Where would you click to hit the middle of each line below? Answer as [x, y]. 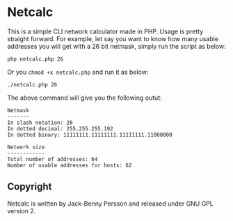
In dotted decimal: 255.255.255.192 [60, 129]
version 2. [22, 211]
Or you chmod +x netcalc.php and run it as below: [78, 72]
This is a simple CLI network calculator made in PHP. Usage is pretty [105, 31]
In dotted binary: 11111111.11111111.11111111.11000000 [90, 135]
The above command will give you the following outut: [85, 98]
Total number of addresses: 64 [53, 159]
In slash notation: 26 [40, 123]
